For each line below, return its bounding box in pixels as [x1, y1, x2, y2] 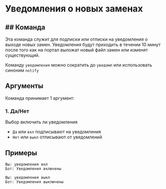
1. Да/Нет [5, 107, 29, 114]
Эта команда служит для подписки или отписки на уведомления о [5, 36, 148, 42]
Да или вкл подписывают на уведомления [12, 129, 101, 135]
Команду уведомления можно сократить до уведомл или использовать [5, 62, 152, 68]
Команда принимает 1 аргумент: [5, 95, 75, 101]
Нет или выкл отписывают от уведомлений [12, 134, 102, 140]
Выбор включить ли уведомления [5, 119, 78, 125]
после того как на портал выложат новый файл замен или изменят [5, 47, 148, 53]
